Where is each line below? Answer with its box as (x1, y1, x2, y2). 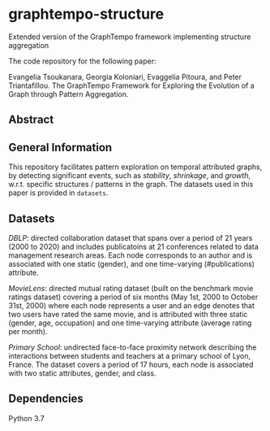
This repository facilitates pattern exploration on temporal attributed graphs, (8, 162, 263, 172)
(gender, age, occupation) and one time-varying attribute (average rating (8, 318, 252, 328)
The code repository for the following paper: (8, 56, 156, 66)
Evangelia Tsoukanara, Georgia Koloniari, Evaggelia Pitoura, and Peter (8, 72, 242, 81)
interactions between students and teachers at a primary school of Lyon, (8, 350, 251, 360)
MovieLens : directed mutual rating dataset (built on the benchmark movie (8, 283, 254, 293)
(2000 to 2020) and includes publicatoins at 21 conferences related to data (8, 242, 259, 251)
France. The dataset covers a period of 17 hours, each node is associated (8, 359, 254, 369)
